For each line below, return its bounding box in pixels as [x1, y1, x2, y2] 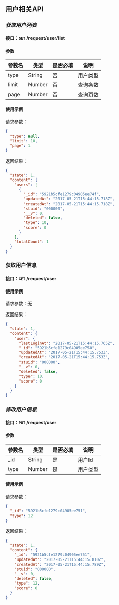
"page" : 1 [10, 143, 31, 148]
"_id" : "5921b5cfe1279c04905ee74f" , [23, 192, 101, 197]
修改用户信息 [5, 406, 37, 413]
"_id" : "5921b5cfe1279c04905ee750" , [18, 345, 97, 350]
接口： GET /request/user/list [5, 35, 65, 41]
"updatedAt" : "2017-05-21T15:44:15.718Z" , [23, 196, 115, 201]
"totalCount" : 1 [14, 239, 49, 244]
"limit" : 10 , [10, 139, 38, 144]
